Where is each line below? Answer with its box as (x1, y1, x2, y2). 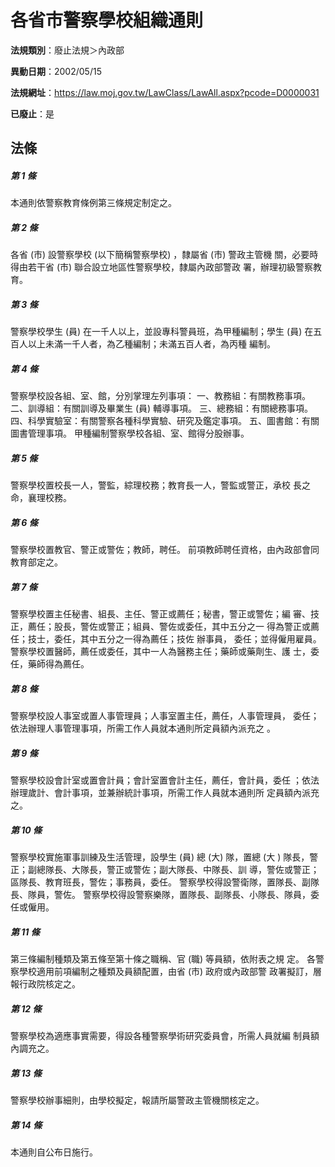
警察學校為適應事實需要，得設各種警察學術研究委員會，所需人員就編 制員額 (10, 1029, 320, 1041)
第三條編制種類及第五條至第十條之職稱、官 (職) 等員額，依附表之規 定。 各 (10, 952, 316, 965)
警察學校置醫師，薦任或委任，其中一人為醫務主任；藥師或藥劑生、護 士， (10, 646, 311, 658)
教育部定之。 (10, 556, 63, 568)
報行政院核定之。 (10, 977, 81, 990)
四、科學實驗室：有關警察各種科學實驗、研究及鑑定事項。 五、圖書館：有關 (10, 415, 320, 427)
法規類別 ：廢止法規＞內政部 (10, 44, 125, 56)
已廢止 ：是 (10, 107, 55, 120)
